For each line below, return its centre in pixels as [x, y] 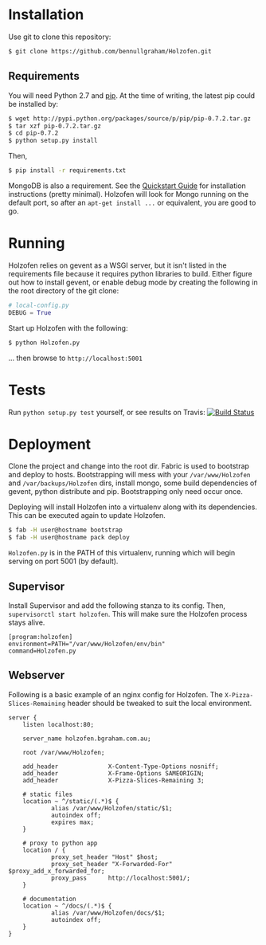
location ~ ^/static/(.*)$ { [71, 801]
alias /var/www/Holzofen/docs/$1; [108, 913]
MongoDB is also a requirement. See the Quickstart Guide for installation [127, 186]
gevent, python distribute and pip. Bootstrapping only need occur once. [125, 492]
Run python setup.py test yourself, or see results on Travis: [107, 412]
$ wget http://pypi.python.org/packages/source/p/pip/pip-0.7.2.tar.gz [129, 118]
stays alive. [27, 622]
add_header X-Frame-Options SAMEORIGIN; [113, 773]
